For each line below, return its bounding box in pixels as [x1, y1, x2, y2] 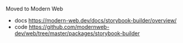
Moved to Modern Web [5, 5, 64, 12]
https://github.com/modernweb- [28, 24, 110, 30]
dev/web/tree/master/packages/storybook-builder [14, 30, 140, 37]
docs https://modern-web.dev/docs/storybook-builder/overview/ [14, 17, 177, 24]
